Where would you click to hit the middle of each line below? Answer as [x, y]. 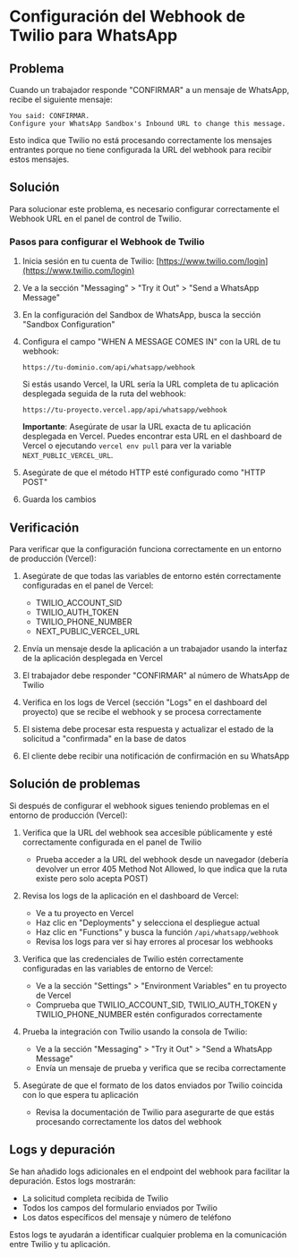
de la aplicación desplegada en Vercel [92, 658]
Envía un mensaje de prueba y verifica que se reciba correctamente [161, 1067]
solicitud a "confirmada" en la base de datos [104, 738]
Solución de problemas [75, 784]
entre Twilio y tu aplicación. [60, 1244]
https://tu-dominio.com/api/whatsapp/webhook [108, 368]
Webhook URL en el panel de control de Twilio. [95, 218]
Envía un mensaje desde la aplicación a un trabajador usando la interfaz [155, 648]
